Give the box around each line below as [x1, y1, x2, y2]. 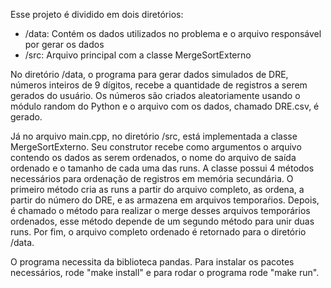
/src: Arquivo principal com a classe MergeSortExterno [24, 49, 252, 61]
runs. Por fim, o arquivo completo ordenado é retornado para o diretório [10, 226, 307, 238]
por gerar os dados [24, 39, 105, 50]
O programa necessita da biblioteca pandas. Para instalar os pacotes [10, 256, 295, 268]
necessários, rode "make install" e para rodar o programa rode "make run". [10, 267, 320, 278]
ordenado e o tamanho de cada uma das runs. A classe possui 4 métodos [10, 162, 315, 174]
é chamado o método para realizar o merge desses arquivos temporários [10, 205, 311, 216]
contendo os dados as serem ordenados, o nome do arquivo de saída [10, 152, 297, 163]
